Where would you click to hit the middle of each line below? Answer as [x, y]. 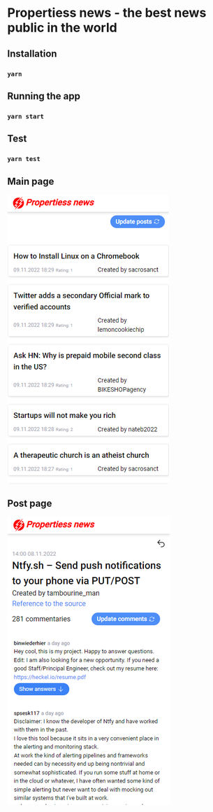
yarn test [24, 159]
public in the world [62, 28]
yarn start [25, 116]
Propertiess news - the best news [107, 13]
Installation [32, 54]
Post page [30, 504]
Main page [31, 181]
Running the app [44, 96]
